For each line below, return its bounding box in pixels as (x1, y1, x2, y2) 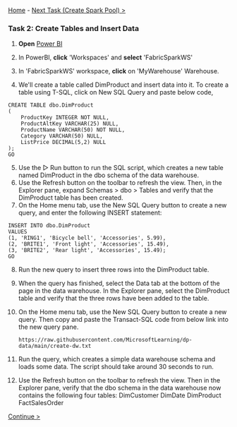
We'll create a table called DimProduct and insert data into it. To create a (18, 80, 229, 89)
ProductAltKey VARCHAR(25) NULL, (20, 120, 119, 128)
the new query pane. (18, 323, 79, 331)
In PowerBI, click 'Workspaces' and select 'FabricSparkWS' (18, 53, 193, 62)
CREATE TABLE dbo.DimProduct (8, 102, 94, 109)
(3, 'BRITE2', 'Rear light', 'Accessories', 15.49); (8, 247, 166, 254)
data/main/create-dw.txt (18, 342, 92, 350)
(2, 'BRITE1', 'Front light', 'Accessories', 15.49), (8, 241, 170, 248)
